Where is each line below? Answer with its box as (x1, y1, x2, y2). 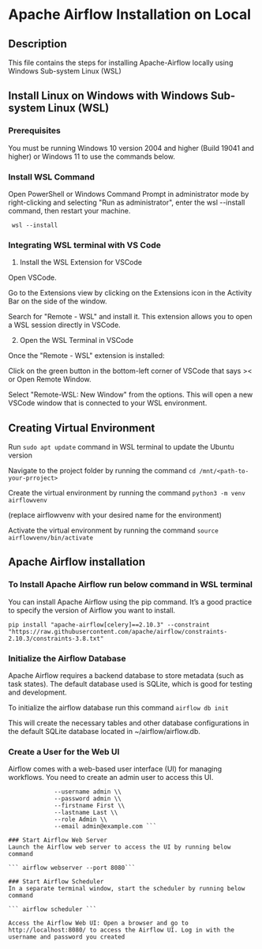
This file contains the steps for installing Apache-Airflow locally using (8, 58, 234, 67)
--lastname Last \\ (54, 808, 118, 817)
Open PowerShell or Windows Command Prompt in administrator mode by (8, 189, 249, 198)
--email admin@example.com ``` (54, 823, 157, 830)
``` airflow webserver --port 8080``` (8, 864, 136, 872)
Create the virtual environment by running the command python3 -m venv (8, 488, 246, 498)
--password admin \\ (54, 795, 122, 803)
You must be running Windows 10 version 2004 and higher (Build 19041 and (8, 143, 255, 153)
